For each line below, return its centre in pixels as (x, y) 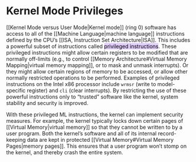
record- (167, 133)
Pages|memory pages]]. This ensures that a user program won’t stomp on (97, 146)
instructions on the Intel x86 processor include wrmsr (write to (81, 84)
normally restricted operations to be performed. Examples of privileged (93, 78)
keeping (16, 139)
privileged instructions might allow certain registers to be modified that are (97, 52)
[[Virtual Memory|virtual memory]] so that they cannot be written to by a (94, 127)
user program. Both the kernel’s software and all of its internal (81, 133)
